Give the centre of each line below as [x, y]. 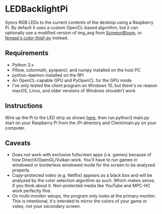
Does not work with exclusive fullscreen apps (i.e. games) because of [82, 155]
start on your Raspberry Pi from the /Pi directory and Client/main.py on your [81, 123]
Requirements [27, 53]
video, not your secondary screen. [46, 206]
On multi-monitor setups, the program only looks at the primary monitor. [84, 196]
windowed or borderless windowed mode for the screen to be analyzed [83, 165]
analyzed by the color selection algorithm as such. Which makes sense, [83, 181]
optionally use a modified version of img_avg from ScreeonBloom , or [73, 33]
